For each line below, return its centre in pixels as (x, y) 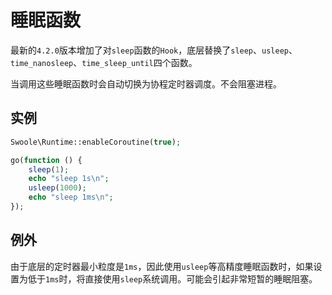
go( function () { (46, 160)
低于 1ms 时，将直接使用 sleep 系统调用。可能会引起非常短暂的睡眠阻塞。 (172, 278)
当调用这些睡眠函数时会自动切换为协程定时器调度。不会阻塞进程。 (146, 83)
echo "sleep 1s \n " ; (69, 179)
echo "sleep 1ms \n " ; (71, 197)
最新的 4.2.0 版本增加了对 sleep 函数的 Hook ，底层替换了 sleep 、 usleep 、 (154, 50)
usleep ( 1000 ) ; (57, 188)
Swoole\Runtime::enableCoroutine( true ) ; (96, 142)
